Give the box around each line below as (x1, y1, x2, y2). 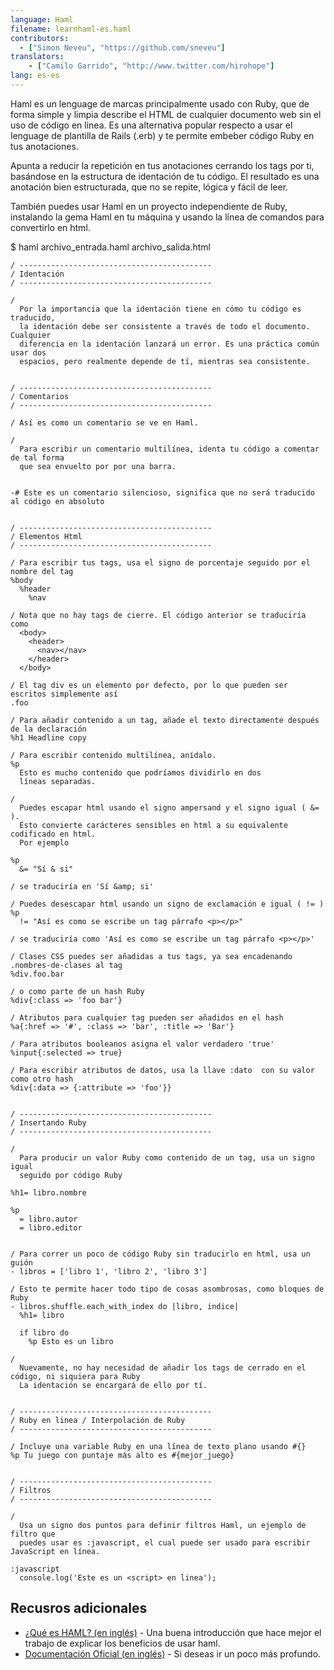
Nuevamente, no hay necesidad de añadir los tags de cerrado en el (19, 1362, 307, 1373)
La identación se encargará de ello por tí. (19, 1380, 208, 1390)
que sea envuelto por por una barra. (19, 461, 177, 471)
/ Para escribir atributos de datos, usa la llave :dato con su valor (10, 1065, 315, 1075)
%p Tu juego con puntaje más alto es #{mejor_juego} (10, 1450, 235, 1460)
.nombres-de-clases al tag (10, 960, 123, 970)
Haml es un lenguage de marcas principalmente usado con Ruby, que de (10, 97, 310, 110)
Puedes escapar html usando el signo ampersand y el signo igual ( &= (19, 802, 320, 813)
